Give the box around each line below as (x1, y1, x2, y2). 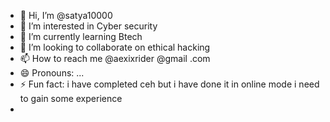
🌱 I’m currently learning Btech (19, 31, 143, 42)
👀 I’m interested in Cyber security (19, 20, 158, 32)
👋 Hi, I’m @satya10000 (19, 10, 113, 21)
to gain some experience (19, 93, 123, 104)
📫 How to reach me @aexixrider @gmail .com (19, 53, 211, 64)
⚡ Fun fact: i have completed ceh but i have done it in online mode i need (19, 78, 320, 90)
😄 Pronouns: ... (19, 67, 85, 79)
